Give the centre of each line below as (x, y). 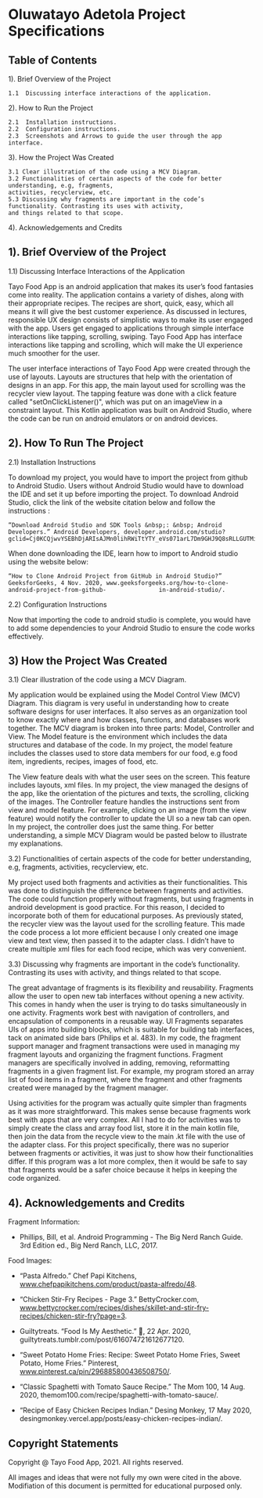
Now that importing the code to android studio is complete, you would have (130, 619)
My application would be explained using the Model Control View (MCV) (124, 695)
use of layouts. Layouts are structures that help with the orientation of (121, 376)
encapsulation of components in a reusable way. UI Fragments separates (126, 1021)
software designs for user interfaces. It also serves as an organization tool (128, 711)
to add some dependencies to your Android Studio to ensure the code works (131, 628)
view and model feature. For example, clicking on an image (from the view (127, 810)
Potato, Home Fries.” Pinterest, (69, 1363)
